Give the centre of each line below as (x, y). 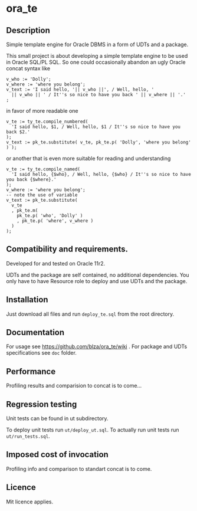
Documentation (35, 333)
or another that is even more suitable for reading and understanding (88, 158)
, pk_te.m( (25, 211)
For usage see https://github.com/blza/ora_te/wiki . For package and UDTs (97, 346)
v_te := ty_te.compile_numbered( (47, 122)
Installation (27, 300)
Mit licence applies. (30, 502)
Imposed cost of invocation (58, 455)
